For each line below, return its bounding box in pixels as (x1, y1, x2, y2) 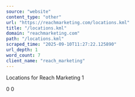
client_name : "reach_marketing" (6, 58, 85, 63)
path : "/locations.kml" (6, 36, 65, 42)
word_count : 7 (6, 52, 41, 58)
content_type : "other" (6, 14, 62, 20)
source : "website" (6, 8, 51, 15)
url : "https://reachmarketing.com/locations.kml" (6, 19, 130, 25)
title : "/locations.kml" (6, 25, 67, 31)
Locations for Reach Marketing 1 (6, 74, 84, 81)
